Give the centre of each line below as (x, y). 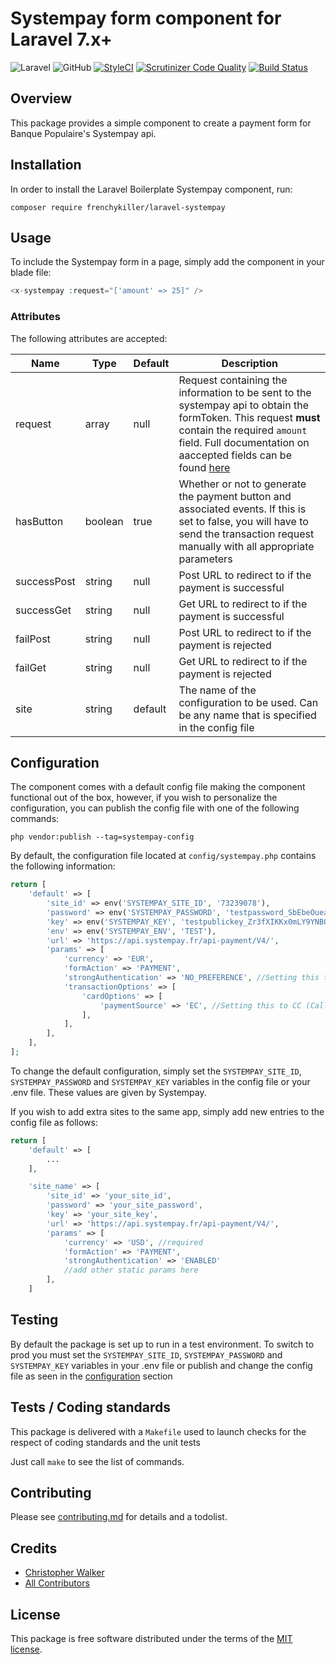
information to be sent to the (245, 392)
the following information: (63, 866)
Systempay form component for (146, 18)
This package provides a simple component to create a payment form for (161, 123)
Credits (34, 1548)
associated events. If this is (242, 509)
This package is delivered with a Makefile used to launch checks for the (158, 1431)
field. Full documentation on (244, 442)
